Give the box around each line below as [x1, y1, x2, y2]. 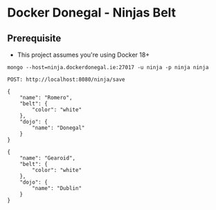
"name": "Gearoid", [19, 155, 76, 162]
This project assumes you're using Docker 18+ [17, 50, 150, 59]
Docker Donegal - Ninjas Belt [7, 5, 177, 21]
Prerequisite [7, 32, 62, 44]
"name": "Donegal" [32, 124, 85, 131]
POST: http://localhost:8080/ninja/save [7, 76, 126, 83]
